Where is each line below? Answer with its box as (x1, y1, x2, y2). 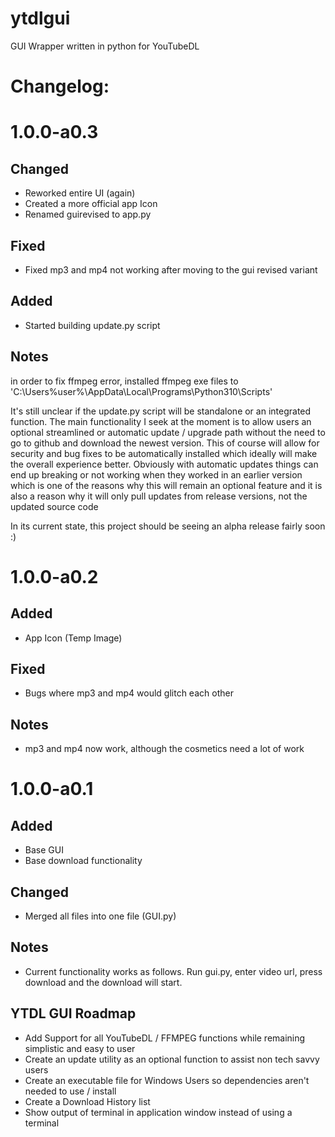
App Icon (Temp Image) (24, 632, 123, 644)
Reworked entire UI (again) (24, 187, 136, 199)
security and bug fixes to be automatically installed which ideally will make (10, 447, 318, 459)
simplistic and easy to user (24, 1042, 136, 1054)
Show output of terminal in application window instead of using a (24, 1106, 293, 1118)
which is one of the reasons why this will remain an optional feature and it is (10, 479, 323, 491)
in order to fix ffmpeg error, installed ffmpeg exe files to (10, 375, 239, 387)
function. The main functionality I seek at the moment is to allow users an (10, 415, 312, 427)
